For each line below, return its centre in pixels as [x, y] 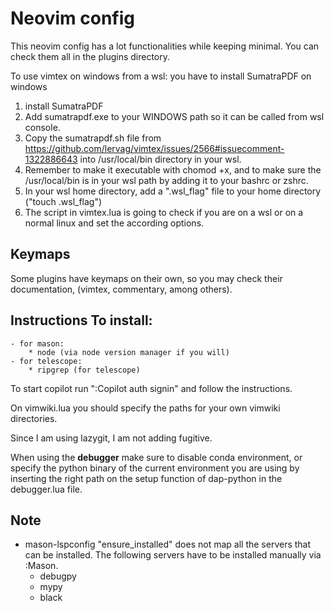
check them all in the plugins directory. [90, 56]
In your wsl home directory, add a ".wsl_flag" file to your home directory [173, 191]
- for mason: [37, 343]
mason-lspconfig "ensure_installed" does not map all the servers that [168, 544]
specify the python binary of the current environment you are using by [155, 468]
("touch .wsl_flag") [63, 201]
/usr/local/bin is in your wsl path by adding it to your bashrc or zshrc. [166, 180]
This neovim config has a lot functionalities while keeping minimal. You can [165, 46]
